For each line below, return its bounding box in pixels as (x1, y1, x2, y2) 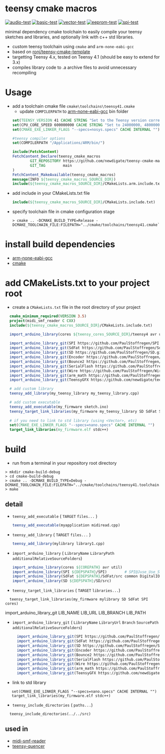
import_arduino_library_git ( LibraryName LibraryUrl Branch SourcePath (12, 619, 159, 625)
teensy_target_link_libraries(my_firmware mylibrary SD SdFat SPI (9, 597, 148, 602)
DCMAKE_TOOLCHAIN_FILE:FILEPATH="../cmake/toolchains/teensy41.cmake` (12, 222, 160, 228)
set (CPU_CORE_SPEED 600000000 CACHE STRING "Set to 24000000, (12, 122, 142, 127)
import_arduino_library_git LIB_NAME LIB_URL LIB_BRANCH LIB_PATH (5, 610, 146, 616)
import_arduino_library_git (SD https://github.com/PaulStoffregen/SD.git (9, 350, 164, 355)
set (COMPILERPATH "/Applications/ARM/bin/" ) (12, 141, 105, 146)
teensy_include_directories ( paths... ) (12, 702, 93, 708)
